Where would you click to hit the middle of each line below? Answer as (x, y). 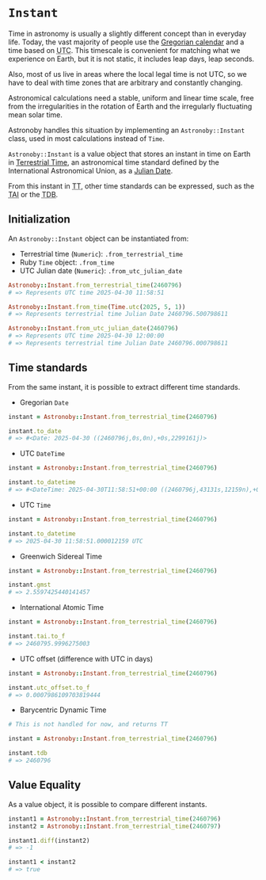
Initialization (40, 219)
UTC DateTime (42, 454)
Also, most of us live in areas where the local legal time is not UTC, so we (127, 74)
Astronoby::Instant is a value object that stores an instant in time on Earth (129, 154)
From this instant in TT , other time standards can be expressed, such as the (131, 186)
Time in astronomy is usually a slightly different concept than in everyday (127, 33)
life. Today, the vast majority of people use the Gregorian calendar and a (126, 42)
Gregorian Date (44, 402)
